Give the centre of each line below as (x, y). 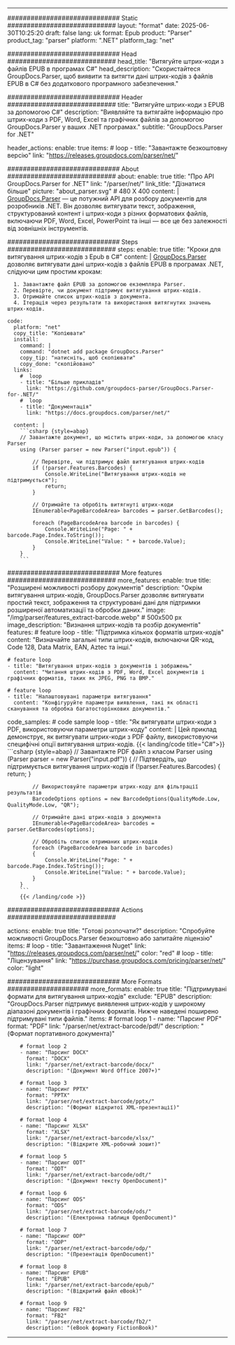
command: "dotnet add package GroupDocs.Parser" (92, 352)
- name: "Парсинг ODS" (53, 1200)
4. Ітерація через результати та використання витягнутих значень (112, 303)
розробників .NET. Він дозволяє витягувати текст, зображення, (101, 206)
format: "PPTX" (48, 1095)
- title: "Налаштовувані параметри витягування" (79, 697)
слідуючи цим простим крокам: (55, 271)
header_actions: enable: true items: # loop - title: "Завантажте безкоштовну (117, 148)
